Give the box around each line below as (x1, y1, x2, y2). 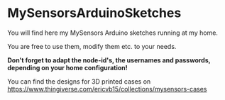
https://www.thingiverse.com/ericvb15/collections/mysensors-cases (7, 84, 207, 93)
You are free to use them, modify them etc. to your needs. (7, 42, 177, 50)
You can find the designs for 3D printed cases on (7, 77, 151, 86)
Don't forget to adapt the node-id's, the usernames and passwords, (7, 55, 211, 65)
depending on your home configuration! (7, 63, 128, 72)
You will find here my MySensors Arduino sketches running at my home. (7, 28, 219, 37)
